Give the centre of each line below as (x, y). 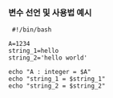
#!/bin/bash (32, 30)
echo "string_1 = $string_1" (57, 79)
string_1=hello (34, 51)
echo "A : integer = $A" (50, 72)
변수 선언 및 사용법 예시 (50, 12)
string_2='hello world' (48, 58)
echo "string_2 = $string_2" (57, 86)
